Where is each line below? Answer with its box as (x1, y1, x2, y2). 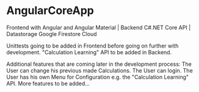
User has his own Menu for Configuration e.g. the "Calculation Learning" (6, 73, 189, 80)
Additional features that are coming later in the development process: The (6, 60, 192, 68)
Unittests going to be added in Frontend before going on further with (6, 42, 179, 49)
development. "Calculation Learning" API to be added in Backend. (6, 48, 172, 55)
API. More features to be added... (6, 80, 90, 87)
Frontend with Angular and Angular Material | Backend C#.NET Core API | (6, 24, 191, 31)
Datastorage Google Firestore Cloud (6, 30, 97, 37)
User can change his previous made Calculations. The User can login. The (6, 66, 194, 74)
